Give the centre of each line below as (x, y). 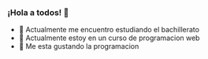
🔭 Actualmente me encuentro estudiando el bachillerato (109, 30)
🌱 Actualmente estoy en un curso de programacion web (109, 38)
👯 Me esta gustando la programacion (79, 46)
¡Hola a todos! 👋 (38, 13)
